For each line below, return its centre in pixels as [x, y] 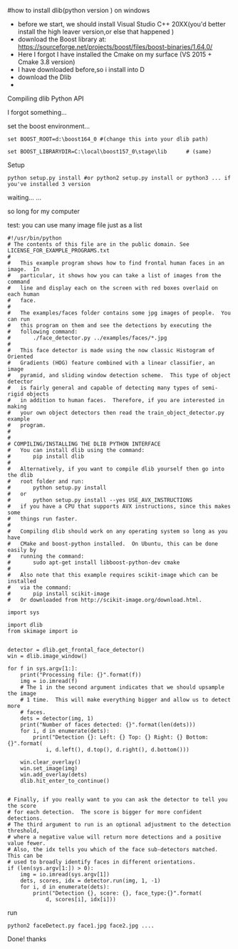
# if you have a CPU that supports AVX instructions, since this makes [119, 506]
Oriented [20, 356]
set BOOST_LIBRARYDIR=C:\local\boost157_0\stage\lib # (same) [110, 152]
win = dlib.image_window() [47, 656]
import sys [24, 612]
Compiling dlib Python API [46, 98]
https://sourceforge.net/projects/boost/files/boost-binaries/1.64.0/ [115, 47]
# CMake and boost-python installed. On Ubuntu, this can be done [113, 544]
